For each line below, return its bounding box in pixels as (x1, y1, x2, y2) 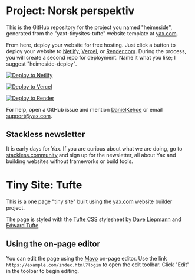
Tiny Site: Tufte (6, 178, 82, 191)
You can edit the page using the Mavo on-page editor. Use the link (6, 255, 167, 262)
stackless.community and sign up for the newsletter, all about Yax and (6, 151, 176, 158)
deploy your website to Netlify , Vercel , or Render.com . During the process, (6, 47, 187, 54)
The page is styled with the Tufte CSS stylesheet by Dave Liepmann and (6, 216, 181, 223)
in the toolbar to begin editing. (6, 267, 80, 274)
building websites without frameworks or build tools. (6, 158, 134, 165)
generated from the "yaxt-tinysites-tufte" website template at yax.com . (6, 30, 179, 37)
